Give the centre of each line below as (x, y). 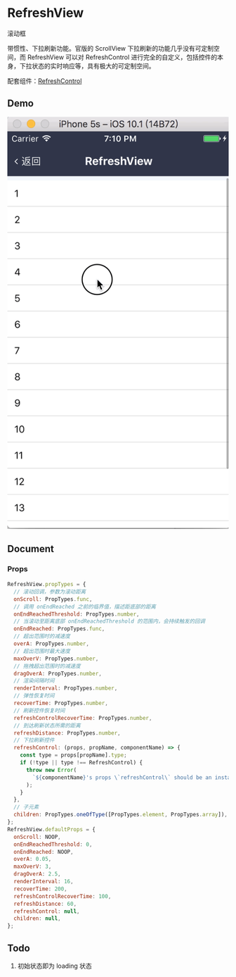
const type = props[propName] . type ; (74, 755)
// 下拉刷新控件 (34, 740)
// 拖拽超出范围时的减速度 (47, 666)
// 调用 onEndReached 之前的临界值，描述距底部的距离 (85, 606)
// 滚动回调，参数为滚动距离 (50, 592)
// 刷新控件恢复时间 (39, 710)
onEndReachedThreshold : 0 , (53, 844)
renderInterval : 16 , (44, 882)
